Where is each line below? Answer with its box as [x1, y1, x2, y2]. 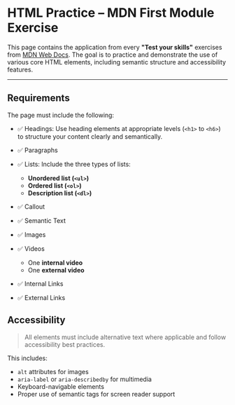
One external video [27, 266, 85, 274]
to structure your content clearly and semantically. [17, 132, 163, 141]
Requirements [7, 92, 70, 104]
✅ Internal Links [17, 279, 64, 288]
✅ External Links [17, 293, 66, 302]
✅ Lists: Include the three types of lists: [17, 160, 131, 168]
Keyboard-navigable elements [17, 382, 105, 390]
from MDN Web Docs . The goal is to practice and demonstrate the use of [7, 50, 218, 59]
